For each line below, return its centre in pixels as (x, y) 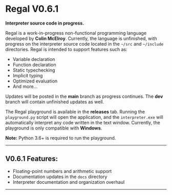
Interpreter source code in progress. (45, 23)
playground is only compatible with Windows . (54, 128)
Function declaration (34, 64)
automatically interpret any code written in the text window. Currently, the (83, 122)
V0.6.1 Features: (31, 159)
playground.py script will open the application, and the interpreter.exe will (84, 117)
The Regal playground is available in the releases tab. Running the (75, 112)
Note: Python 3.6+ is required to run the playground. (61, 138)
